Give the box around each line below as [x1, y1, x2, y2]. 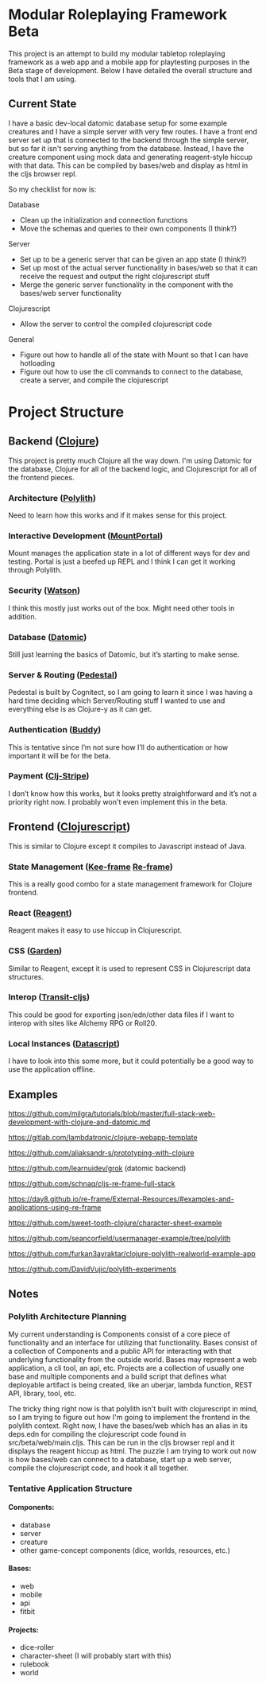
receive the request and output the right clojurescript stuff [19, 271, 210, 281]
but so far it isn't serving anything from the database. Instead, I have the [8, 143, 245, 153]
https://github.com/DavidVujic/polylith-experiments [8, 1264, 177, 1274]
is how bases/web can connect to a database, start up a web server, [8, 1454, 232, 1464]
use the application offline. [8, 1065, 95, 1074]
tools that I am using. [8, 74, 77, 83]
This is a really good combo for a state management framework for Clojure [8, 879, 253, 888]
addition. [8, 611, 37, 621]
